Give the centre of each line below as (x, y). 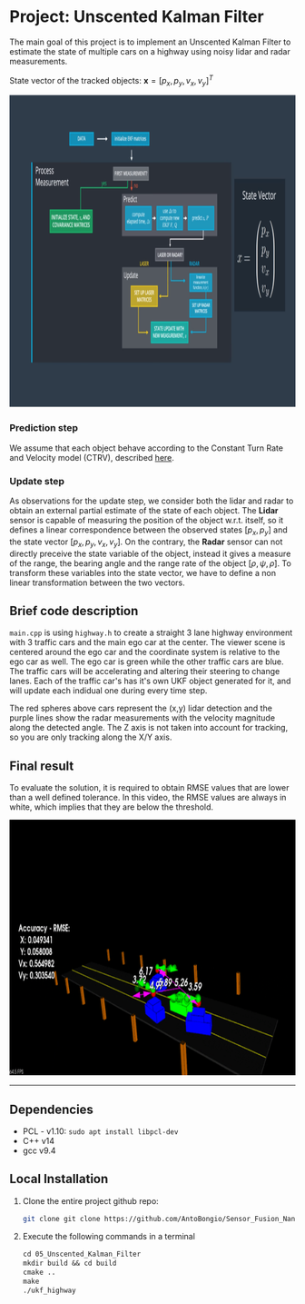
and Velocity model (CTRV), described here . (92, 457)
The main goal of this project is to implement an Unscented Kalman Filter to (150, 42)
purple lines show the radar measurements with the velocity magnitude (142, 718)
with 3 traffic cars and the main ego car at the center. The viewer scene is (148, 642)
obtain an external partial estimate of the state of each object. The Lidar (144, 510)
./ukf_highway (49, 1290)
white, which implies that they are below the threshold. (112, 807)
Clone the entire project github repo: (90, 1200)
